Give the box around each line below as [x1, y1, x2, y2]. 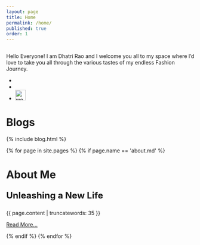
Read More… [6, 221, 38, 228]
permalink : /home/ [6, 20, 52, 26]
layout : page [6, 8, 39, 15]
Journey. [6, 65, 28, 72]
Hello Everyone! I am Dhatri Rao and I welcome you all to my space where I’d [6, 53, 195, 60]
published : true [6, 25, 47, 32]
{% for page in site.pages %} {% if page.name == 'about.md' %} [6, 147, 165, 154]
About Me [6, 168, 56, 182]
